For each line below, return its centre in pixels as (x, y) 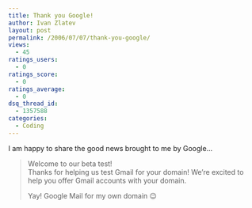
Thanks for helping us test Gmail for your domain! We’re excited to (136, 172)
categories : (28, 119)
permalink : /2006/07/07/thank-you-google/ (79, 38)
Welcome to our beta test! (70, 164)
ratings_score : (33, 74)
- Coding (30, 126)
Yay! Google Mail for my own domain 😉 (92, 195)
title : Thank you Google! (51, 15)
